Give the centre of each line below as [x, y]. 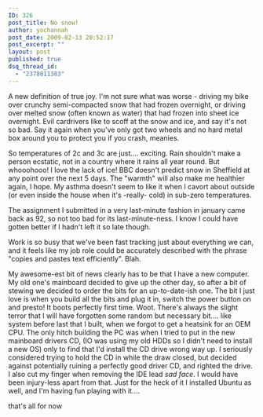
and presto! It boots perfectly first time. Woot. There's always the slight [123, 307]
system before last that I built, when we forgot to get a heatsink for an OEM [130, 324]
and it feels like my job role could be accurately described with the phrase [128, 250]
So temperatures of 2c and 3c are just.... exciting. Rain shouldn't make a [124, 153]
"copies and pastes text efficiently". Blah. [75, 258]
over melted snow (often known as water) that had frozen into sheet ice [124, 113]
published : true [35, 60]
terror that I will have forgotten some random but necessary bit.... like [120, 316]
